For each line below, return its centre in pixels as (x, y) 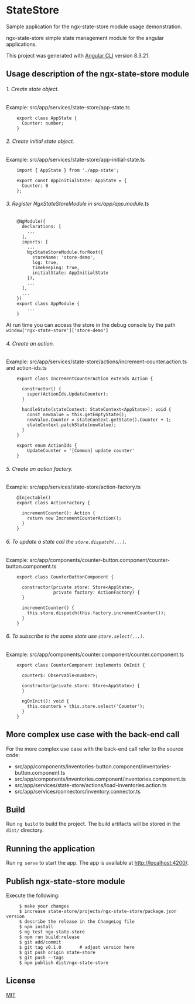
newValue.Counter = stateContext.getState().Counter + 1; (99, 420)
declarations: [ (41, 226)
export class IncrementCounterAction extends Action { (85, 379)
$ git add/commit (40, 942)
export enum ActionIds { (47, 446)
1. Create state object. (32, 89)
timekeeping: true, (56, 267)
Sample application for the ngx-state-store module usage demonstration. (94, 26)
